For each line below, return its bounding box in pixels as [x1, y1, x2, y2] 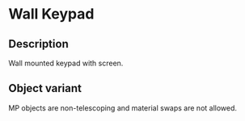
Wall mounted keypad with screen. [8, 58, 124, 68]
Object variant [8, 81, 82, 95]
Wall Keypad [8, 5, 95, 23]
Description [8, 37, 69, 51]
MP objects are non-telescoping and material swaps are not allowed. [8, 102, 237, 113]
